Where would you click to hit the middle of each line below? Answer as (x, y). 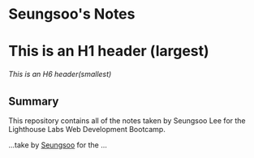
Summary (34, 101)
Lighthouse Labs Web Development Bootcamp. (87, 129)
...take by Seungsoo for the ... (58, 145)
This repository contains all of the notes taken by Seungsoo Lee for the (127, 121)
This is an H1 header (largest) (109, 51)
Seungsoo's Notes (72, 14)
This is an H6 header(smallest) (60, 74)
